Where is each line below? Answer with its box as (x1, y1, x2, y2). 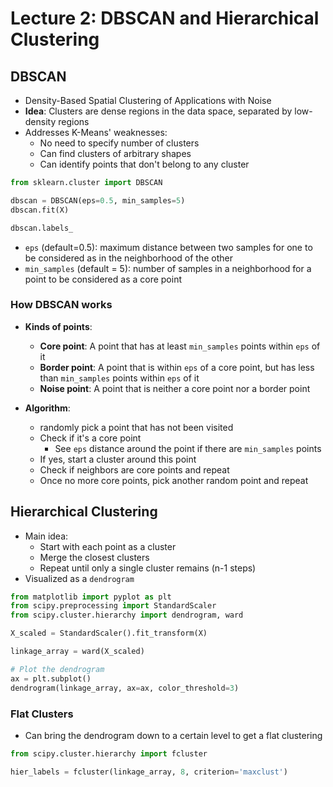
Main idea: (24, 530, 69, 542)
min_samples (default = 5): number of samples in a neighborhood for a (24, 262, 312, 274)
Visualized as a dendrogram (24, 572, 135, 584)
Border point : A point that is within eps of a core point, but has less (39, 361, 315, 373)
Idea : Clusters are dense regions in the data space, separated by (24, 105, 293, 117)
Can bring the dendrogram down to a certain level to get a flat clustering (24, 729, 323, 741)
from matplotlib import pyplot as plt (10, 592, 172, 602)
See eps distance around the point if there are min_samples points (54, 442, 322, 454)
